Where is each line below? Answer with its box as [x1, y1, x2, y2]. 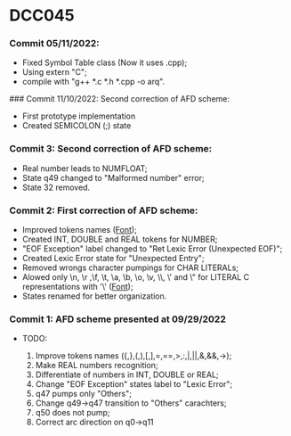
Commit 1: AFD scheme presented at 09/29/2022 [9, 313, 227, 325]
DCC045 [9, 5, 75, 26]
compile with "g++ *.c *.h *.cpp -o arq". [21, 77, 166, 87]
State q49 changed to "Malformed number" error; [21, 172, 205, 183]
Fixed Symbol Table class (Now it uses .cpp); [21, 57, 188, 68]
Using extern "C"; [21, 67, 87, 78]
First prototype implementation [21, 111, 136, 121]
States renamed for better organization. [21, 291, 167, 301]
